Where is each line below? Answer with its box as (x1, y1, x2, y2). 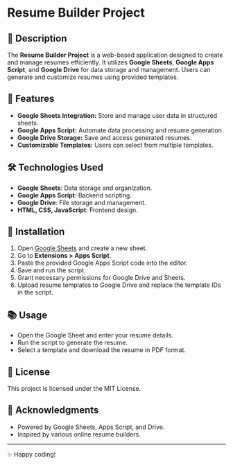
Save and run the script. (17, 266, 86, 274)
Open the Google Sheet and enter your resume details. (17, 331, 173, 340)
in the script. (17, 288, 53, 297)
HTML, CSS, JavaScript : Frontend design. (17, 206, 139, 214)
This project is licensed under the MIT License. (7, 385, 141, 393)
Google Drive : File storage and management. (17, 198, 147, 207)
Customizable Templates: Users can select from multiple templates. (17, 141, 214, 149)
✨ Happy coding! (7, 450, 56, 458)
